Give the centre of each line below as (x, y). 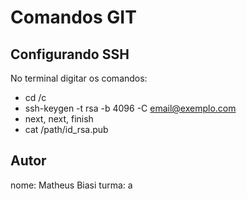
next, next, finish (59, 119)
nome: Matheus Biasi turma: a (71, 185)
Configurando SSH (70, 54)
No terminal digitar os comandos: (79, 78)
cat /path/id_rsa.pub (66, 129)
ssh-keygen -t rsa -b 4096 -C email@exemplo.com (130, 108)
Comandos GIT (73, 17)
